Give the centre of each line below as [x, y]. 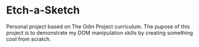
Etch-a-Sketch [43, 10]
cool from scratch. [29, 39]
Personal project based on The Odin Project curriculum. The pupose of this [98, 26]
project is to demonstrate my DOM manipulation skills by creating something [99, 32]
